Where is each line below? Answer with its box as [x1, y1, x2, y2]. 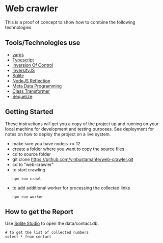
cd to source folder [12, 151, 51, 157]
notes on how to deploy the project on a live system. [5, 131, 111, 137]
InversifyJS [12, 67, 35, 73]
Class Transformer [12, 88, 50, 94]
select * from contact [5, 234, 52, 240]
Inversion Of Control [12, 62, 54, 68]
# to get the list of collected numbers [5, 230, 89, 235]
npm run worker [12, 194, 44, 199]
